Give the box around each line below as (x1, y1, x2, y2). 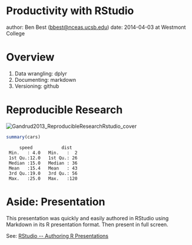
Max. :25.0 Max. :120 (8, 176, 78, 181)
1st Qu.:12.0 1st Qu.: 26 (8, 155, 78, 161)
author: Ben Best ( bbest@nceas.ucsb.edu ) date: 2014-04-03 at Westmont (6, 24, 186, 31)
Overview (6, 51, 55, 64)
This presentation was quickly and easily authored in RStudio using (6, 214, 169, 221)
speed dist (19, 144, 72, 151)
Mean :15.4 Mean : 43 (8, 165, 78, 171)
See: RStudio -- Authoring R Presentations (6, 232, 109, 239)
